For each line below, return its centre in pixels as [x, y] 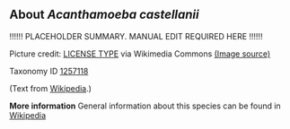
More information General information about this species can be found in [145, 106]
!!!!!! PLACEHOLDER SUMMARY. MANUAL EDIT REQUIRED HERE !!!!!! [136, 36]
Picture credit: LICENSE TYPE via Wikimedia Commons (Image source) [140, 54]
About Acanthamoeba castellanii [104, 15]
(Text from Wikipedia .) [51, 88]
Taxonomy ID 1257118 [49, 71]
